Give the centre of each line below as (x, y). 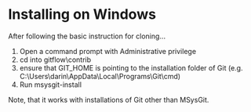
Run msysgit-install (51, 85)
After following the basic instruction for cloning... (87, 36)
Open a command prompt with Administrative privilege (108, 51)
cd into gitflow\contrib (55, 60)
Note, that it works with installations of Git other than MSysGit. (109, 99)
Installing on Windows (82, 14)
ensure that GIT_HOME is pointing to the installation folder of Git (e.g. (131, 67)
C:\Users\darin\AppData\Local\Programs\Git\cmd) (100, 76)
